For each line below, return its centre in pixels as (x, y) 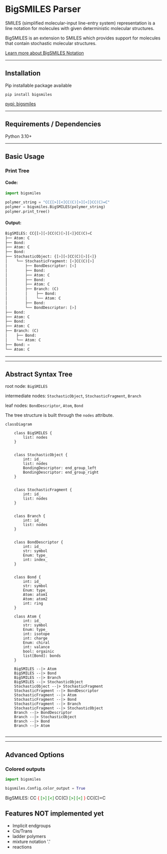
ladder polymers (29, 836)
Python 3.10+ (19, 136)
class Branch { (30, 516)
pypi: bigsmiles (21, 104)
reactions (22, 847)
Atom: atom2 (36, 599)
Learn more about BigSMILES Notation (45, 53)
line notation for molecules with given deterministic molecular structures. (80, 28)
